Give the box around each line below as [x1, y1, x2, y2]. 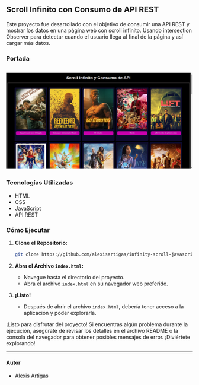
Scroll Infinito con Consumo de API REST [6, 5, 159, 15]
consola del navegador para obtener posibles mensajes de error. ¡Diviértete [6, 333, 191, 341]
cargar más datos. [6, 39, 50, 46]
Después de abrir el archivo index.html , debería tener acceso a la [23, 303, 184, 310]
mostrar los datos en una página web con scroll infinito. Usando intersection [6, 27, 192, 34]
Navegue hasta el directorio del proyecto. [23, 273, 125, 281]
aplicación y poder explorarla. [23, 309, 97, 316]
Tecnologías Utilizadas [6, 179, 73, 187]
